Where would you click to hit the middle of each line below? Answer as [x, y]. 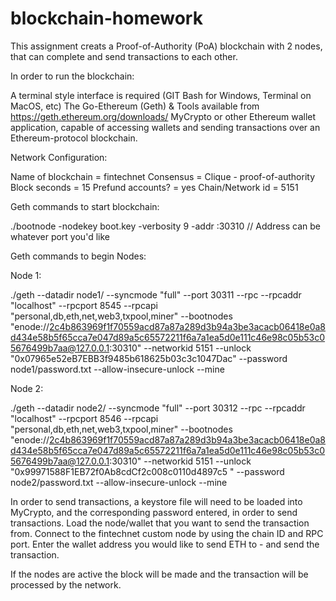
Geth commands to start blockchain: [85, 206]
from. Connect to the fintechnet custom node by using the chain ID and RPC [167, 533]
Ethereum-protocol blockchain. [74, 138]
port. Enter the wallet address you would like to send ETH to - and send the [165, 544]
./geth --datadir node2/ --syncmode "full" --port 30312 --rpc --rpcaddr [158, 408]
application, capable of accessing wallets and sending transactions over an [165, 127]
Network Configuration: [59, 157]
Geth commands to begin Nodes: [78, 256]
